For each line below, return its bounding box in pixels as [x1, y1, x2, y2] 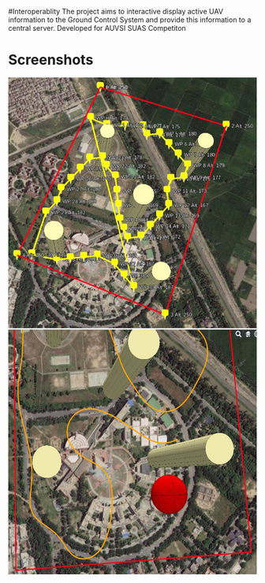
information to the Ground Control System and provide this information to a [8, 15, 252, 24]
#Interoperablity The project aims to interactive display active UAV [8, 7, 223, 16]
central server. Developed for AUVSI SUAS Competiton [8, 24, 187, 32]
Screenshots [8, 51, 94, 69]
